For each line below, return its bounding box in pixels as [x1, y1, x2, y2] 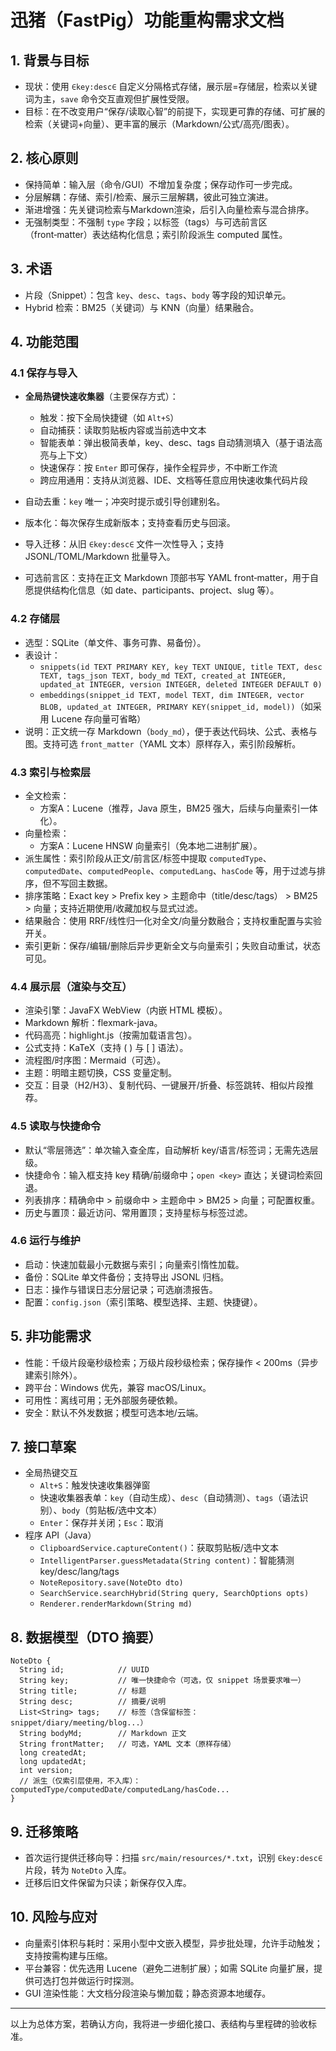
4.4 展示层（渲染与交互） [10, 979, 133, 993]
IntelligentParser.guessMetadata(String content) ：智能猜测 [39, 1554, 295, 1566]
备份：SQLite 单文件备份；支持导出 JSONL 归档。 [24, 1271, 230, 1283]
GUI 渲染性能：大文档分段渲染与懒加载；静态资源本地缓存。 [24, 1987, 272, 1999]
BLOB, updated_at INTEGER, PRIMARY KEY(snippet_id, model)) [39, 702, 296, 712]
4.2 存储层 [10, 612, 61, 626]
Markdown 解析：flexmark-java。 [24, 1017, 163, 1029]
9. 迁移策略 [10, 1823, 79, 1840]
